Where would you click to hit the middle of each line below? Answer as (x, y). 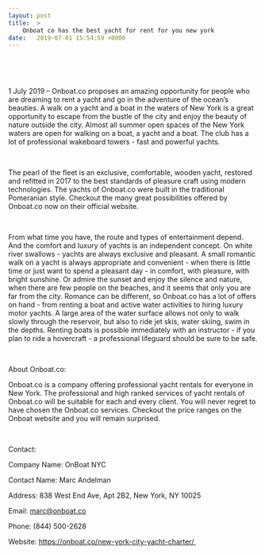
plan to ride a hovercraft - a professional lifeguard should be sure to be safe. (133, 339)
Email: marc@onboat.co (47, 511)
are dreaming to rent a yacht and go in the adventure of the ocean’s (118, 99)
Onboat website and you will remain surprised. (84, 419)
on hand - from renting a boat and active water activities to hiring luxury (126, 305)
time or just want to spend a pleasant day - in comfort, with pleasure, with (129, 271)
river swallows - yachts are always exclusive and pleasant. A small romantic (132, 254)
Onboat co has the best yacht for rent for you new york (119, 30)
